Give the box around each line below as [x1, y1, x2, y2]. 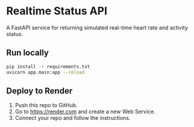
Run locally [6, 48, 49, 58]
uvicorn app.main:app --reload [6, 69, 85, 75]
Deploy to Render [6, 86, 73, 96]
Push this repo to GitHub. [14, 102, 78, 109]
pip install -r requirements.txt [6, 63, 90, 69]
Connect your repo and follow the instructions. [14, 114, 131, 122]
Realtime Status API [6, 4, 107, 18]
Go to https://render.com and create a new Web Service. [14, 108, 155, 115]
